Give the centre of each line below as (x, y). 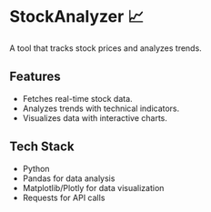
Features (35, 77)
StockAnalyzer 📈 (76, 17)
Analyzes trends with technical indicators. (101, 108)
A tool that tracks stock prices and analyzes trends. (105, 48)
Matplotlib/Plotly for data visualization (93, 187)
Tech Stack (42, 147)
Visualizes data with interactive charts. (95, 117)
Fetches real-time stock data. (78, 98)
